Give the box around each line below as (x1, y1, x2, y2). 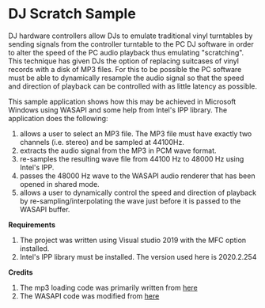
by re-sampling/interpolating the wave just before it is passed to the (19, 196, 241, 206)
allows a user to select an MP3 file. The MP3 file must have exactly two (19, 128, 252, 139)
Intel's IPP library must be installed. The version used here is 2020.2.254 (19, 252, 257, 261)
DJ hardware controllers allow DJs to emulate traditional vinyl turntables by (8, 31, 253, 40)
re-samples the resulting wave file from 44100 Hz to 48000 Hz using (19, 154, 244, 163)
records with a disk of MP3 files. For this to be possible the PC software (8, 64, 242, 74)
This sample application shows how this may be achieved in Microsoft (8, 97, 237, 106)
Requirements (8, 219, 56, 230)
